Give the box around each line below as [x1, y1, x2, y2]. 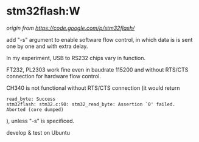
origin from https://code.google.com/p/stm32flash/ [6, 24, 135, 32]
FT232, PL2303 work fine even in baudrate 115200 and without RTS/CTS [6, 66, 189, 73]
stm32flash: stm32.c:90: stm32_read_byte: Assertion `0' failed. [6, 101, 175, 107]
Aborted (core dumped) [6, 106, 64, 113]
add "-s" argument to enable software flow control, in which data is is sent [6, 36, 193, 43]
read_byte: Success [6, 96, 56, 102]
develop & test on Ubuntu [6, 129, 70, 136]
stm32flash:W [6, 4, 80, 18]
